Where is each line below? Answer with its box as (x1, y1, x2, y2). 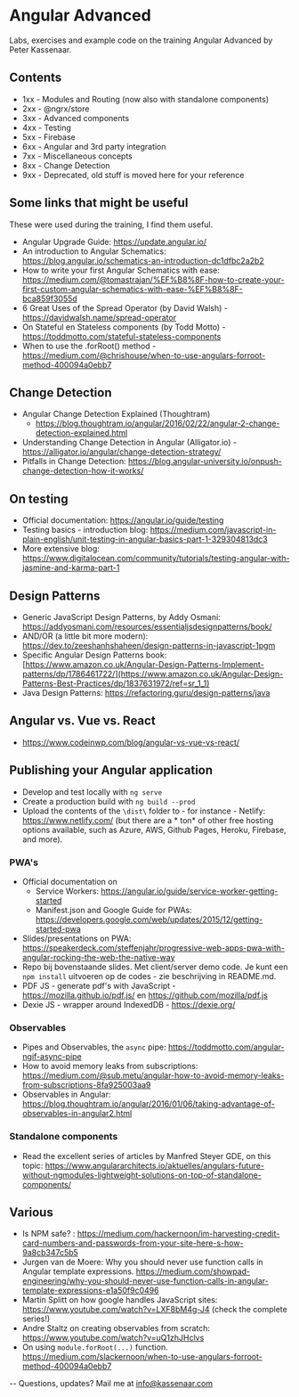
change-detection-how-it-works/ (21, 465, 144, 477)
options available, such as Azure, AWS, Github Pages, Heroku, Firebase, (21, 824, 287, 835)
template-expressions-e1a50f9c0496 (21, 1285, 159, 1296)
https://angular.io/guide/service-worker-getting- (101, 886, 279, 896)
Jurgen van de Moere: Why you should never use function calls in (21, 1257, 264, 1268)
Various (9, 1205, 53, 1220)
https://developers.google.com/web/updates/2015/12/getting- (35, 914, 263, 925)
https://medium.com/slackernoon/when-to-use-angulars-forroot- (21, 1352, 263, 1362)
